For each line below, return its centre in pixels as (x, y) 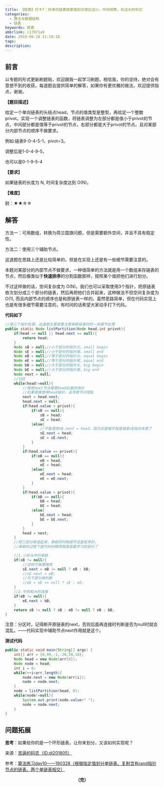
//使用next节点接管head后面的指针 (53, 388)
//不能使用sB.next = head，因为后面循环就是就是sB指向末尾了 (96, 429)
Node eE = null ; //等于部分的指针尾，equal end (59, 361)
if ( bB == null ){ (48, 497)
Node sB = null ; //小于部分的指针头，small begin (61, 347)
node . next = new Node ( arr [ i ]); (54, 677)
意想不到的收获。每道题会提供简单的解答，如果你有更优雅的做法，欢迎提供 (80, 85)
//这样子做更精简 (38, 565)
